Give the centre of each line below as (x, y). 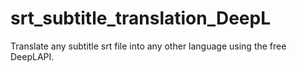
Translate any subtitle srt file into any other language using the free (148, 46)
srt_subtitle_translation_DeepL (141, 18)
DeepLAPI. (32, 56)
